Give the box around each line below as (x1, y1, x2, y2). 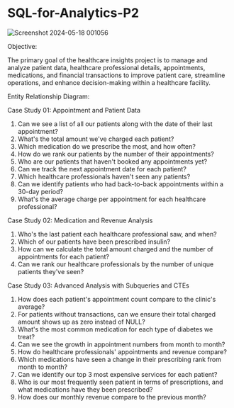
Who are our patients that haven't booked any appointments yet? (17, 157, 208, 166)
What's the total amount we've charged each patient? (17, 135, 174, 143)
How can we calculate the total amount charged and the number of (17, 244, 214, 253)
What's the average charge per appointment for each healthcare (17, 195, 206, 203)
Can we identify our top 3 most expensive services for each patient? (17, 370, 218, 378)
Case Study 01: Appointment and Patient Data (7, 106, 140, 114)
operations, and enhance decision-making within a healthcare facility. (7, 78, 211, 86)
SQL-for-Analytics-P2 (7, 5, 140, 21)
